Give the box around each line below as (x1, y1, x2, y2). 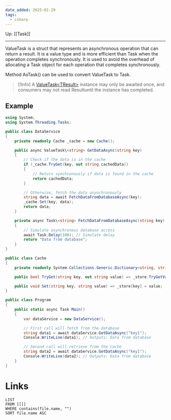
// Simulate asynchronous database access (23, 228, 115, 233)
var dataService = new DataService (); (23, 316, 106, 321)
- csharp (10, 17, 28, 22)
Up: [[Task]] (5, 31, 31, 37)
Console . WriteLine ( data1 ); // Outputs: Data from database (23, 335, 152, 340)
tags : (5, 12, 17, 17)
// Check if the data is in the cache (23, 157, 106, 162)
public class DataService (5, 129, 60, 134)
